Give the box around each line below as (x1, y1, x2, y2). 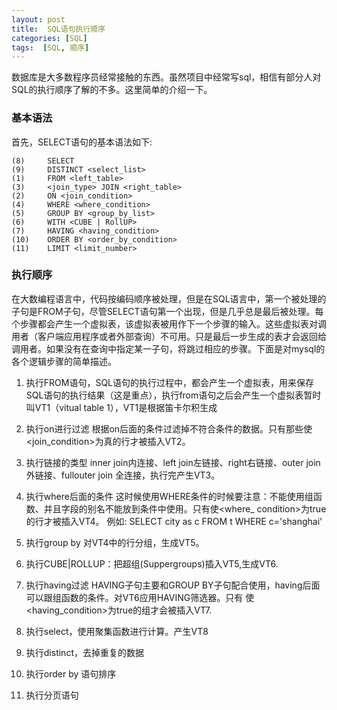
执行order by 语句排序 (25, 667, 117, 680)
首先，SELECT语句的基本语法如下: (11, 136, 153, 148)
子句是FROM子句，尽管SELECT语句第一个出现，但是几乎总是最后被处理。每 (11, 305, 324, 317)
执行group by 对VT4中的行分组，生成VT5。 (25, 536, 205, 548)
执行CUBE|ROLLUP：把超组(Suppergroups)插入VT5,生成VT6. (25, 557, 279, 570)
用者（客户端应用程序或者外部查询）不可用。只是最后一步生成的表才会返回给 (11, 330, 327, 342)
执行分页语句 (25, 689, 79, 701)
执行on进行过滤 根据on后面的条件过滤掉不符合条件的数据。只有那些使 (25, 422, 313, 435)
